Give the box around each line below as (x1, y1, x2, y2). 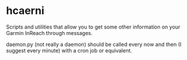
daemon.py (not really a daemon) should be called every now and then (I (6, 41, 182, 48)
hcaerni (6, 4, 45, 17)
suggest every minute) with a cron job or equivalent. (6, 47, 132, 54)
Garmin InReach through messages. (6, 29, 93, 36)
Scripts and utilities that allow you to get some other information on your (6, 23, 181, 30)
